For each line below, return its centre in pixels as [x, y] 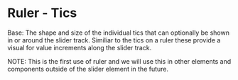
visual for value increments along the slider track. [80, 47]
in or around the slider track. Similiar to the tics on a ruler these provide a [114, 40]
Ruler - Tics [42, 13]
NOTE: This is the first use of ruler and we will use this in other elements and [119, 61]
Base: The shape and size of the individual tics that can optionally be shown [118, 33]
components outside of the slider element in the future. [88, 69]
